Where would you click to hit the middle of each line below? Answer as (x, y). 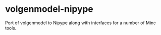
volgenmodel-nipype (49, 9)
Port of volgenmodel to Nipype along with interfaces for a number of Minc (80, 23)
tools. (11, 28)
